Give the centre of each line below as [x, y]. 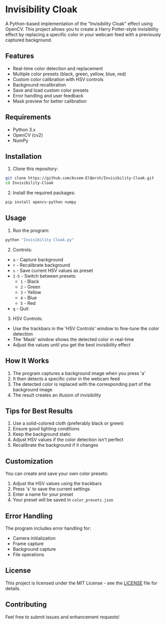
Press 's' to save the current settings [51, 489]
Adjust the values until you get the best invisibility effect [72, 345]
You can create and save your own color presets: [57, 474]
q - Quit [21, 308]
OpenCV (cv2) [28, 135]
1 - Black [30, 281]
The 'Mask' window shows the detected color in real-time [73, 339]
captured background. [29, 40]
